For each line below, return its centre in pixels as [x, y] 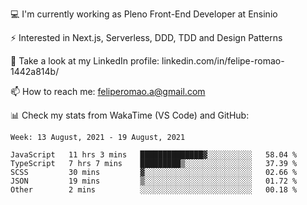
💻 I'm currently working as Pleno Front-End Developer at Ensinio [144, 14]
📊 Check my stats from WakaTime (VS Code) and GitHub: [130, 115]
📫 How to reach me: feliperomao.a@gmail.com [108, 91]
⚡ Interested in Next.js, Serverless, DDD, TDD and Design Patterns [146, 37]
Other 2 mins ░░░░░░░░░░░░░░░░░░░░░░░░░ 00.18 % [154, 190]
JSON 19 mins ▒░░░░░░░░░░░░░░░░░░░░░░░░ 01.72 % [154, 181]
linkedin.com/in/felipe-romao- [223, 61]
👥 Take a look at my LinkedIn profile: [85, 61]
